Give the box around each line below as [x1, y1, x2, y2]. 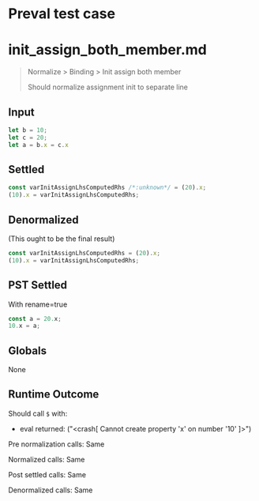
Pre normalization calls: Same [8, 439, 105, 449]
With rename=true [8, 299, 68, 309]
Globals [8, 344, 47, 357]
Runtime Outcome [8, 388, 99, 401]
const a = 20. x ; [8, 315, 62, 322]
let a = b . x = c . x [8, 141, 69, 149]
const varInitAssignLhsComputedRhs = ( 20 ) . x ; [8, 249, 160, 257]
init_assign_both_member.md [8, 41, 207, 59]
